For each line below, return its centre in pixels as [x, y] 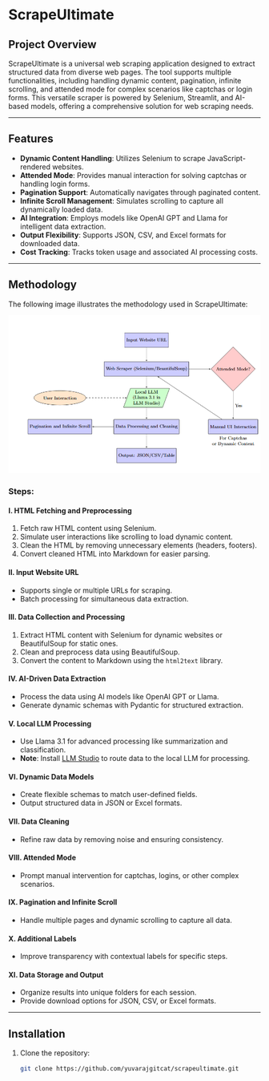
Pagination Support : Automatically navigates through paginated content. [140, 192]
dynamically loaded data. [61, 209]
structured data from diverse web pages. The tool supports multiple [120, 72]
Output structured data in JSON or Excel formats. [101, 803]
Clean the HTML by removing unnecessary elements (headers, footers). [139, 545]
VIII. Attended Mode [42, 858]
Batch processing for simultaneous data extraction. [104, 598]
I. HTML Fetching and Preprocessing [70, 510]
